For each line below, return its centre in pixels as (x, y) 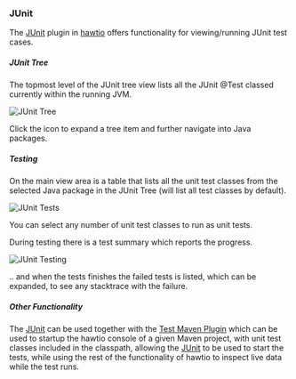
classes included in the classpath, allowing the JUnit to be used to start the (147, 348)
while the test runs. (44, 367)
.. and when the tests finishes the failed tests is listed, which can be (133, 277)
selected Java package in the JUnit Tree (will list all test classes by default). (148, 190)
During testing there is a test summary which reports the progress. (131, 242)
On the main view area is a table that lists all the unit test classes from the (144, 181)
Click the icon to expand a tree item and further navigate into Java (130, 129)
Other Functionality (46, 306)
